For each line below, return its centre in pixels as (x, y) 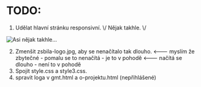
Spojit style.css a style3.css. (51, 70)
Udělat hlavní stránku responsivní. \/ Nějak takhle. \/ (81, 28)
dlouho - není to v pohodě (48, 64)
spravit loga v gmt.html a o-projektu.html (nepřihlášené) (85, 77)
